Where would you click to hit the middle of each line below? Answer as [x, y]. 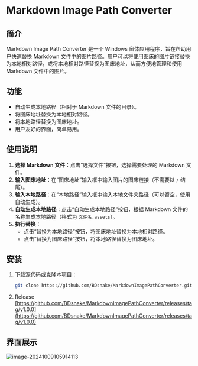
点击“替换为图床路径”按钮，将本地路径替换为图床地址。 [90, 239]
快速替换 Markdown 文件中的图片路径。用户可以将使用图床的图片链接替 [98, 56]
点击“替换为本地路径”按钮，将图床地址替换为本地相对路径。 [96, 231]
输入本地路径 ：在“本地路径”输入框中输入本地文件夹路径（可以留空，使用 [103, 194]
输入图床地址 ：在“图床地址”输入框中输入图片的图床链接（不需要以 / [97, 179]
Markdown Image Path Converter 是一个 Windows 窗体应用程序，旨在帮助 [96, 49]
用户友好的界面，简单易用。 [48, 129]
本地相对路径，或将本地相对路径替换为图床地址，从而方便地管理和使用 [96, 64]
